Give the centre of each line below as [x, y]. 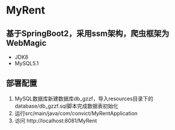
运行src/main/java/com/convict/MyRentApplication [76, 113]
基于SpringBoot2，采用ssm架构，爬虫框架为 [87, 33]
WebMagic [26, 43]
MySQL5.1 [27, 63]
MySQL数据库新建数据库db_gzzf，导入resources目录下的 [84, 98]
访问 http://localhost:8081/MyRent [56, 121]
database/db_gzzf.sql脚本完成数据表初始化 [66, 106]
